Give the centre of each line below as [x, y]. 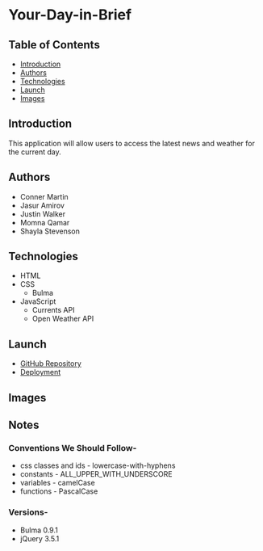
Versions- [28, 512]
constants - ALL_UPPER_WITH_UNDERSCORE [96, 474]
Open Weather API [63, 319]
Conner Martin [44, 196]
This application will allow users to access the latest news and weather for [132, 143]
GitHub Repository [51, 364]
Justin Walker [43, 214]
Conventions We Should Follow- [73, 448]
